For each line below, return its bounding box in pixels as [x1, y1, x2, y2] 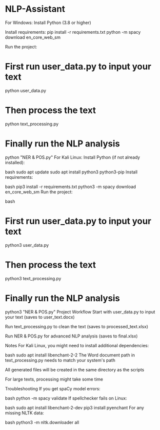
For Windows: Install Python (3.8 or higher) [5, 20, 91, 25]
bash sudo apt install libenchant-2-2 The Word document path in [5, 352, 135, 358]
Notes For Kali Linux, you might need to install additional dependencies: [5, 342, 149, 348]
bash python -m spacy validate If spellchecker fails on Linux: [5, 395, 127, 401]
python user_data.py [5, 87, 46, 94]
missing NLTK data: [5, 410, 44, 416]
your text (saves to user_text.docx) [5, 314, 75, 320]
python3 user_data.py [5, 242, 49, 248]
